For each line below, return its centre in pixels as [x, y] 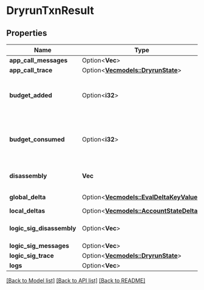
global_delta [28, 197]
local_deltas [27, 211]
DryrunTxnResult [50, 11]
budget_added [31, 95]
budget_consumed [37, 139]
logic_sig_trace [32, 256]
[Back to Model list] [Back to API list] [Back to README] [76, 281]
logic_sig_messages [39, 246]
